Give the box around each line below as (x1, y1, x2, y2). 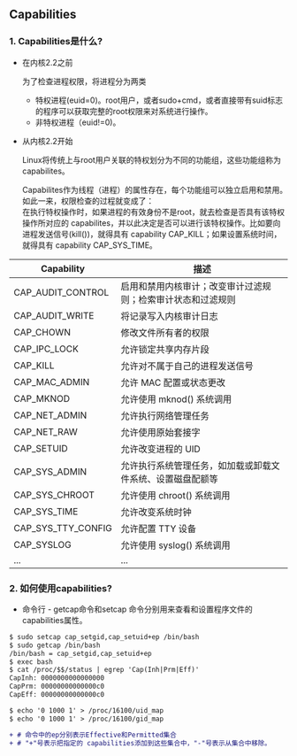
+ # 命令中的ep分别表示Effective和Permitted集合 (9, 730, 177, 739)
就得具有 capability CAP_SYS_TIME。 (21, 239, 157, 251)
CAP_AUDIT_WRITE (13, 309, 95, 321)
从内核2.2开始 (21, 135, 73, 146)
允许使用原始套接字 (120, 426, 201, 438)
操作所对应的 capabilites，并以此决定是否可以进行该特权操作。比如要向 (21, 217, 281, 228)
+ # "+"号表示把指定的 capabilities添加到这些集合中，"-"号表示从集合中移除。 (9, 738, 271, 747)
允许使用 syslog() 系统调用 (120, 539, 232, 552)
